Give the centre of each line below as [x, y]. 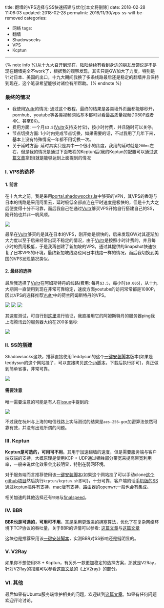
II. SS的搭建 [19, 345]
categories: [35, 18]
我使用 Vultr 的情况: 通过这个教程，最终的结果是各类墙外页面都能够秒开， [84, 109]
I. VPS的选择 [20, 172]
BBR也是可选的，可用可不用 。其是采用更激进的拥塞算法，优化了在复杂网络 [80, 522]
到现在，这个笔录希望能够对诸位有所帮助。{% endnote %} [63, 83]
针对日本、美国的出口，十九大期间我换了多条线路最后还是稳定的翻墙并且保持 [82, 77]
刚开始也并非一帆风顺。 [29, 214]
